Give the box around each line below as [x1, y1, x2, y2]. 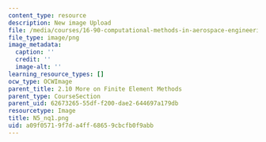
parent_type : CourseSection [8, 92, 101, 100]
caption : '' [15, 48, 55, 56]
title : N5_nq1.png [8, 114, 69, 122]
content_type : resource [8, 11, 87, 20]
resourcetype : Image [8, 107, 77, 115]
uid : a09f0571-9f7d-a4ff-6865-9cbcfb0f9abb [8, 121, 154, 129]
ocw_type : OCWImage [8, 77, 73, 85]
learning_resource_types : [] [8, 70, 104, 78]
